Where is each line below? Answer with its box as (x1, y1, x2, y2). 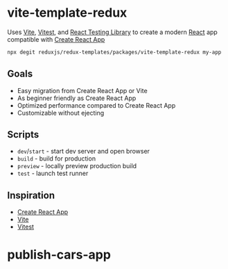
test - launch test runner (17, 169, 89, 178)
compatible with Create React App (7, 35, 105, 43)
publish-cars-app (7, 247, 111, 263)
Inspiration (7, 189, 55, 201)
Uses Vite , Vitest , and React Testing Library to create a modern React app (7, 28, 218, 36)
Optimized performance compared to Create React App (17, 101, 176, 109)
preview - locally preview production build (17, 162, 137, 170)
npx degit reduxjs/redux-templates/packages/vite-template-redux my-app (7, 49, 222, 56)
